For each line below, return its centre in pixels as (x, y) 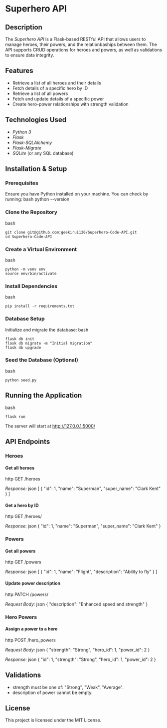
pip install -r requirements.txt (40, 306)
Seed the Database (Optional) (42, 360)
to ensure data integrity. (30, 55)
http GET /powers (23, 562)
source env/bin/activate (31, 273)
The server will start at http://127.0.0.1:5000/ (50, 426)
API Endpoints (28, 441)
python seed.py (21, 380)
